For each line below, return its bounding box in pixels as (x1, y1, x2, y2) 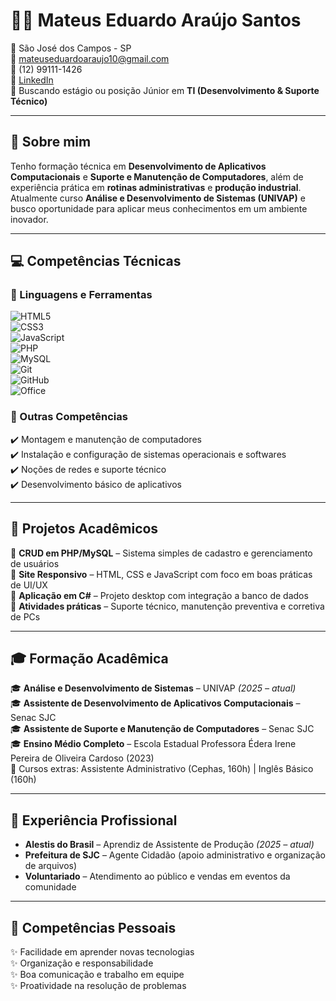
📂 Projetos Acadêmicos (10, 520, 159, 538)
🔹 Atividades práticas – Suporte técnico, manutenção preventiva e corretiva (10, 600, 325, 612)
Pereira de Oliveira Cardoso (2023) (10, 752, 155, 764)
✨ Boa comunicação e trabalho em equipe (10, 968, 185, 980)
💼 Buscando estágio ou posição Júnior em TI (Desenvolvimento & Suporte (10, 84, 320, 96)
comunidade (24, 881, 77, 893)
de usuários (10, 557, 60, 569)
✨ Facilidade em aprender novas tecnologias (10, 945, 195, 958)
